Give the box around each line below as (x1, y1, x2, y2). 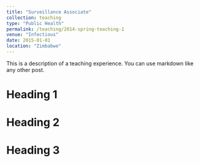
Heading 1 (6, 88, 58, 101)
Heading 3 (6, 143, 60, 158)
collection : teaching (6, 15, 62, 21)
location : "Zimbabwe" (6, 43, 62, 49)
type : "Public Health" (6, 20, 64, 26)
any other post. (6, 66, 45, 73)
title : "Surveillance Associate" (6, 9, 92, 15)
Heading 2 (6, 115, 60, 129)
